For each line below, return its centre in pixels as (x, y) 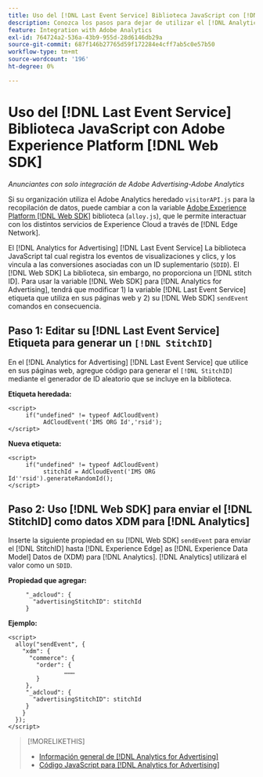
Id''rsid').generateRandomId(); (61, 478)
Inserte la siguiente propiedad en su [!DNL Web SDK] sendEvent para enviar (130, 540)
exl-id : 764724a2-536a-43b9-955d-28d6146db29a (85, 37)
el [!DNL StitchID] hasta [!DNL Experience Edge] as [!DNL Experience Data (128, 549)
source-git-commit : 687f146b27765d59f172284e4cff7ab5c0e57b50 (112, 45)
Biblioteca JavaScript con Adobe (117, 128)
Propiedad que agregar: (48, 581)
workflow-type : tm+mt (43, 52)
